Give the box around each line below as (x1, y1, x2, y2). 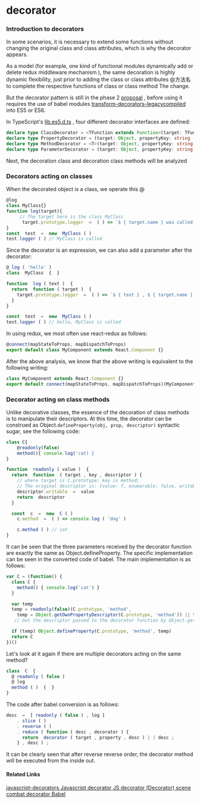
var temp (11, 601, 33, 607)
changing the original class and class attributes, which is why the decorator (6, 45, 192, 52)
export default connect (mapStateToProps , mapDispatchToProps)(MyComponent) (6, 381, 198, 387)
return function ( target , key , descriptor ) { (11, 472, 143, 478)
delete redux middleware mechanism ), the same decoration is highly (6, 69, 176, 76)
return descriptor (17, 494, 65, 500)
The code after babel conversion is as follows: (6, 701, 120, 708)
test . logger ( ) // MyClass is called (6, 236, 102, 242)
